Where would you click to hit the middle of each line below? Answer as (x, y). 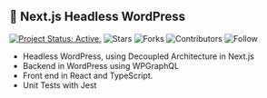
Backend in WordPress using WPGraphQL (101, 65)
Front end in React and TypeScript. (88, 75)
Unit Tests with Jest (59, 85)
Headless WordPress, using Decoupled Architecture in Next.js (138, 56)
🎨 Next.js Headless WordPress (98, 17)
